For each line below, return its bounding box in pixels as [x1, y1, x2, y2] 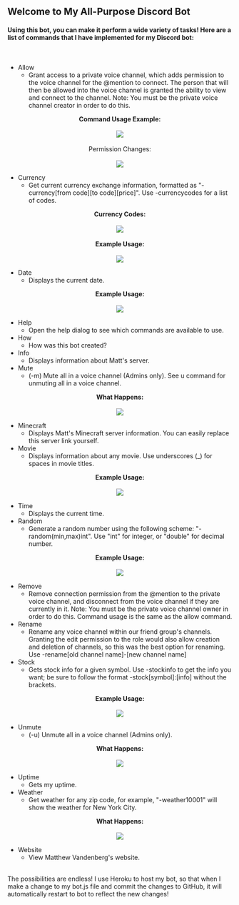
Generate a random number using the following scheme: [28, 524, 195, 532]
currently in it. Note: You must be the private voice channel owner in [28, 605, 228, 613]
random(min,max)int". [28, 532, 93, 540]
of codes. [28, 196, 57, 204]
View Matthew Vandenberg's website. [28, 853, 141, 861]
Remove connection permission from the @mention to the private [28, 589, 220, 598]
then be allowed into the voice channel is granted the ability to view [28, 86, 227, 94]
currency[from [28, 188, 71, 197]
